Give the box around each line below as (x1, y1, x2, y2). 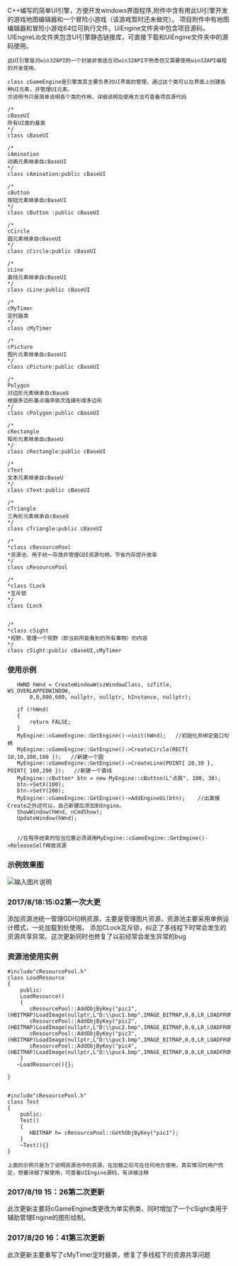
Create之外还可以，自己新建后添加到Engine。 (7, 802, 125, 810)
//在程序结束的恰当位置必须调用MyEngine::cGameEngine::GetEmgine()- (16, 835, 208, 842)
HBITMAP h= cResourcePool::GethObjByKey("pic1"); (29, 1130, 179, 1137)
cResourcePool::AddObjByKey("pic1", (29, 1006, 138, 1013)
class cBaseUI (7, 132, 50, 139)
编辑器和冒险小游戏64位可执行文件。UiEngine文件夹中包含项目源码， (7, 24, 209, 32)
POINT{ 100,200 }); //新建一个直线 (7, 767, 112, 774)
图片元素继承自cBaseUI (7, 351, 67, 358)
